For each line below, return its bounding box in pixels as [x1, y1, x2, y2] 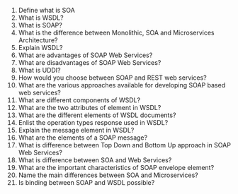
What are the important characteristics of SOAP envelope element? [18, 164, 215, 171]
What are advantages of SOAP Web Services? [18, 51, 153, 59]
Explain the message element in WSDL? [18, 126, 135, 134]
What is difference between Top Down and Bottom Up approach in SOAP [18, 141, 231, 149]
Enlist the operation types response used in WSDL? [18, 119, 169, 126]
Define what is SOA [18, 6, 75, 14]
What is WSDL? [18, 13, 64, 22]
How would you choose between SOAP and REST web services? [18, 73, 208, 82]
